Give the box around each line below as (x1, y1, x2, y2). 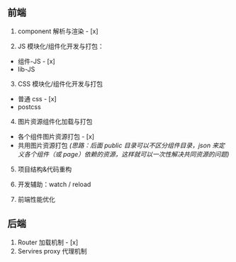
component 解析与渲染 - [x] (17, 27, 99, 35)
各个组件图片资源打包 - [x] (17, 132, 94, 140)
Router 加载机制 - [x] (17, 238, 79, 246)
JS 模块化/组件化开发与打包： (17, 42, 104, 50)
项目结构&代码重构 (17, 165, 72, 173)
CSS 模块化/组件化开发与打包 (17, 79, 103, 88)
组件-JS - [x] (17, 57, 55, 65)
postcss (17, 102, 41, 111)
